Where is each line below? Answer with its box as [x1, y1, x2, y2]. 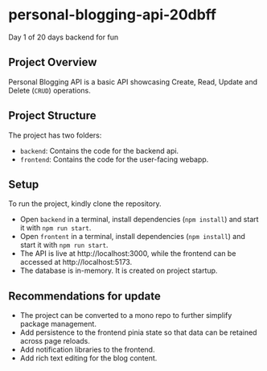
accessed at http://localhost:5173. [19, 258, 133, 267]
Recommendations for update [8, 289, 161, 303]
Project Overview [8, 56, 97, 69]
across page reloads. [19, 336, 91, 346]
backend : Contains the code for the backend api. [19, 146, 179, 155]
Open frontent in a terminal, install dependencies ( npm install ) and [19, 232, 245, 241]
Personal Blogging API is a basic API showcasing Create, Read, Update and [8, 76, 258, 86]
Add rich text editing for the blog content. [19, 353, 158, 363]
